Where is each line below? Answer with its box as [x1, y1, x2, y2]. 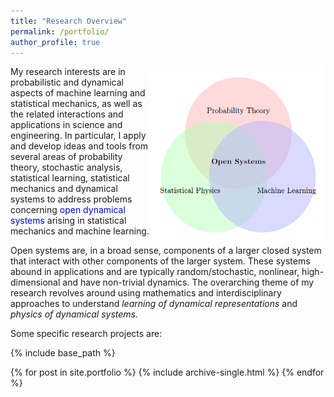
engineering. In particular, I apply [10, 130, 147, 142]
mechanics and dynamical [10, 183, 118, 195]
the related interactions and [10, 108, 124, 120]
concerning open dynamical [10, 204, 126, 216]
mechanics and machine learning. [10, 225, 150, 237]
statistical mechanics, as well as [10, 98, 143, 110]
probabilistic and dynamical [10, 76, 124, 89]
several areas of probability [10, 151, 123, 163]
